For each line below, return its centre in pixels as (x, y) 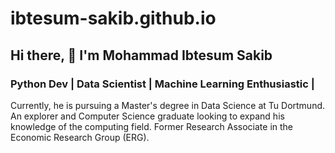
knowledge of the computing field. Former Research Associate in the (152, 126)
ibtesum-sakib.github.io (113, 18)
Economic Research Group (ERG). (80, 137)
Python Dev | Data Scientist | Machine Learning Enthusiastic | (162, 84)
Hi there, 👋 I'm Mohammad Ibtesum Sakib (141, 55)
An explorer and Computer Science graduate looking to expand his (147, 116)
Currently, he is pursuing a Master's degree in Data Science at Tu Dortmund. (168, 105)
